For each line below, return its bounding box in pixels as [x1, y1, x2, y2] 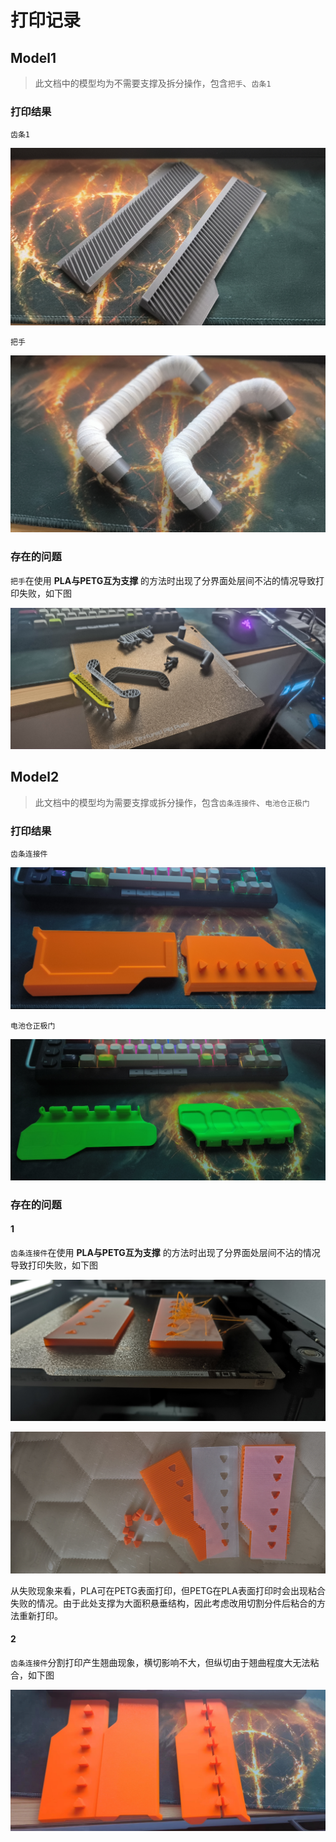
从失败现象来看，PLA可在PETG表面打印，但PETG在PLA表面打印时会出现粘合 [10, 1584, 326, 1596]
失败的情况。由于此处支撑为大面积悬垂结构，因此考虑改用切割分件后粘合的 [10, 1597, 317, 1609]
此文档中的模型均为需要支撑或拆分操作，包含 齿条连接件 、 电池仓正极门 [34, 796, 310, 808]
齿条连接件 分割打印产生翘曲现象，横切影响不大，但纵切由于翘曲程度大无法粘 [10, 1657, 320, 1669]
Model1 [10, 49, 57, 66]
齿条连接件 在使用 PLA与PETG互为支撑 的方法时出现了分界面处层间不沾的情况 [10, 1247, 321, 1259]
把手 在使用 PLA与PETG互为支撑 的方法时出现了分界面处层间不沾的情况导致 [10, 574, 317, 586]
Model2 [10, 769, 60, 786]
